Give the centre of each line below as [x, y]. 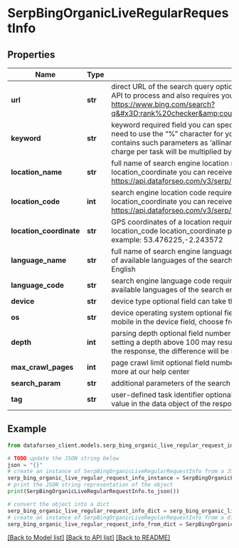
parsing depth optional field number [171, 333]
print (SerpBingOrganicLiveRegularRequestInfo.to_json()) [94, 492]
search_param [36, 383]
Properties [31, 55]
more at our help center [150, 372]
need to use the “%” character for [168, 134]
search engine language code [161, 281]
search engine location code [159, 192]
